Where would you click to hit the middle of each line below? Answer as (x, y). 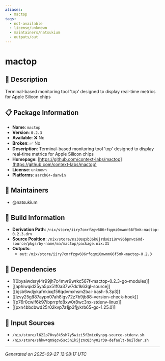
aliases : (14, 10)
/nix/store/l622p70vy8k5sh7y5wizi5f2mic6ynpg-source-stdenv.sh (78, 335)
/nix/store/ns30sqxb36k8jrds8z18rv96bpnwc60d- (96, 239)
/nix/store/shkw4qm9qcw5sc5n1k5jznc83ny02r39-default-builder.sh (80, 340)
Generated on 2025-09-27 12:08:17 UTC (46, 354)
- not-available (26, 23)
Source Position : (29, 239)
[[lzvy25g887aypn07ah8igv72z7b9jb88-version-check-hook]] (75, 297)
